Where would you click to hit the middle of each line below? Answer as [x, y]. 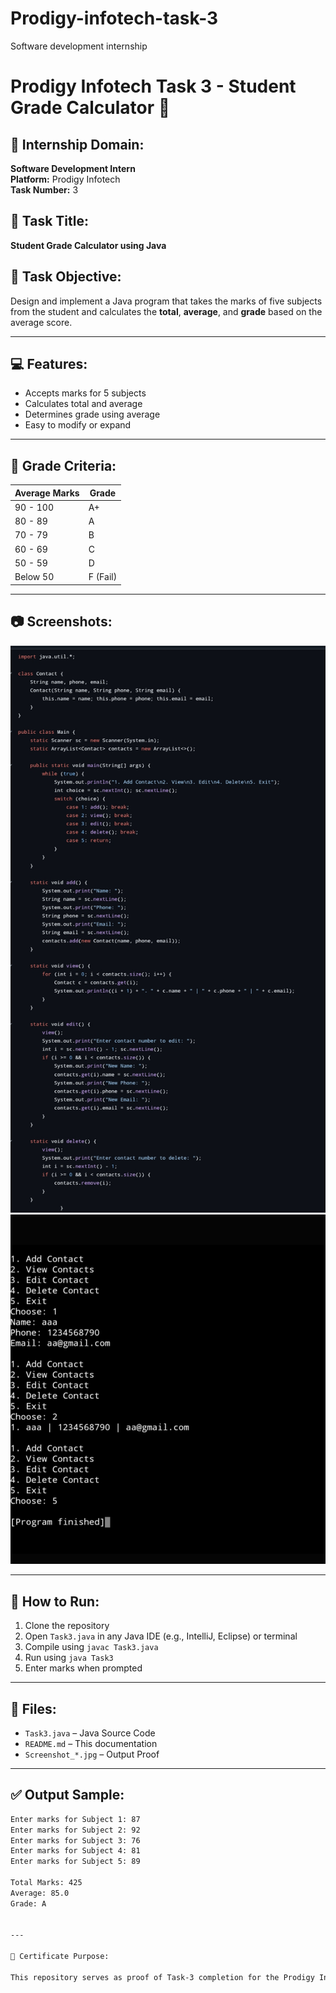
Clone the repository [67, 1626]
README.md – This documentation [91, 1743]
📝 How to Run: [55, 1601]
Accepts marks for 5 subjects [85, 393]
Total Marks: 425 [46, 1883]
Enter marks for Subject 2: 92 [75, 1830]
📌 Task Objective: [66, 277]
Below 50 [34, 577]
